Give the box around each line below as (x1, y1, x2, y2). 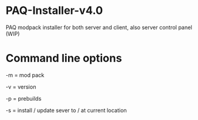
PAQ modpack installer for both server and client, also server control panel (5, 24, 193, 31)
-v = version (5, 83, 36, 90)
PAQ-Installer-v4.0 (5, 4, 103, 18)
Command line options (5, 52, 122, 65)
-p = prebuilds (5, 95, 42, 102)
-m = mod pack (5, 71, 45, 79)
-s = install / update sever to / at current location (5, 107, 127, 114)
